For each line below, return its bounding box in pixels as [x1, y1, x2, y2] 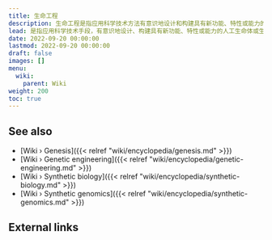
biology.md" [19, 180, 62, 190]
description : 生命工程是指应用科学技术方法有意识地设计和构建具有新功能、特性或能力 [8, 19, 261, 27]
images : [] [8, 57, 45, 65]
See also [8, 124, 53, 138]
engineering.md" [19, 163, 77, 173]
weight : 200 [8, 86, 49, 95]
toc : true [8, 95, 42, 103]
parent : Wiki [23, 79, 67, 87]
